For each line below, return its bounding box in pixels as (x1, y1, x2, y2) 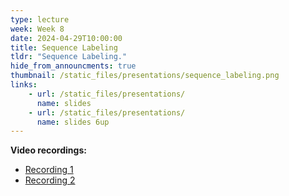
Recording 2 (24, 174, 76, 186)
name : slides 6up (36, 117, 110, 127)
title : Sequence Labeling (10, 42, 118, 53)
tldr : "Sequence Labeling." (10, 52, 128, 62)
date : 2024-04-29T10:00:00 (10, 33, 123, 43)
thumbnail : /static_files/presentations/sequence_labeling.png (10, 71, 280, 81)
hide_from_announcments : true (10, 61, 137, 71)
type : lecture (10, 14, 70, 25)
